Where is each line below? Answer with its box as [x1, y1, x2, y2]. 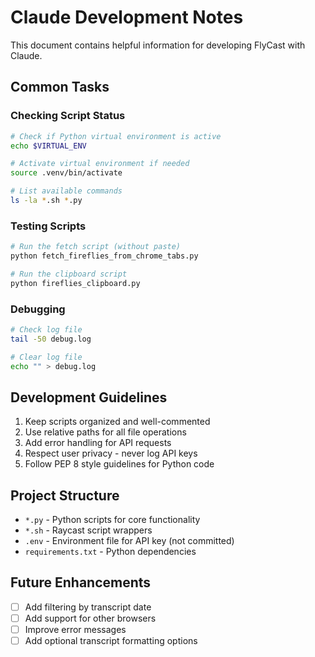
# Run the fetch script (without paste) [10, 242, 182, 252]
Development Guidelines [10, 389, 168, 406]
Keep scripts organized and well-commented [24, 416, 211, 428]
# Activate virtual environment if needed [10, 159, 190, 169]
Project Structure [10, 487, 120, 504]
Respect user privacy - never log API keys [24, 447, 198, 460]
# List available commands [10, 186, 123, 196]
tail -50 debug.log [10, 334, 92, 344]
